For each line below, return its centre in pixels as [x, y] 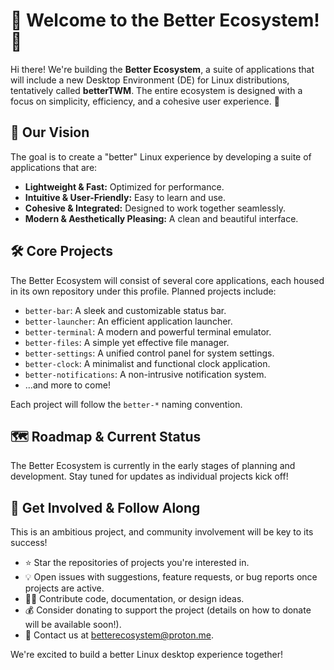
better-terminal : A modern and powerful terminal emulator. [148, 331]
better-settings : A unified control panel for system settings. [149, 353]
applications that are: [54, 167]
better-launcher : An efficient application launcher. [128, 321]
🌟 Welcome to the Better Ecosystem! [165, 20]
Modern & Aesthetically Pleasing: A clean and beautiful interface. [161, 218]
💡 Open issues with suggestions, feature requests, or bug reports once [171, 577]
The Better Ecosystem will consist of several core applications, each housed [167, 280]
